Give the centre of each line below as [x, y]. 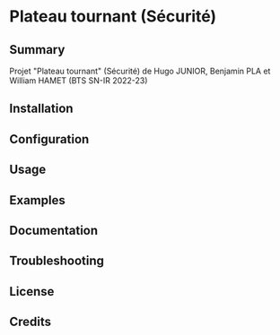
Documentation [54, 230]
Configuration [49, 139]
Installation [41, 109]
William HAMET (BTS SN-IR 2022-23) [79, 81]
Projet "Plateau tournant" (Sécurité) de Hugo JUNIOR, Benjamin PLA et [140, 71]
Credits [31, 322]
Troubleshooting [57, 261]
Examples [37, 200]
